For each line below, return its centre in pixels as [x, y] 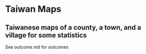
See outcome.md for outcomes [37, 47]
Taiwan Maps [33, 9]
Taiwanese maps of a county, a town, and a [73, 27]
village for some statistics [46, 35]
